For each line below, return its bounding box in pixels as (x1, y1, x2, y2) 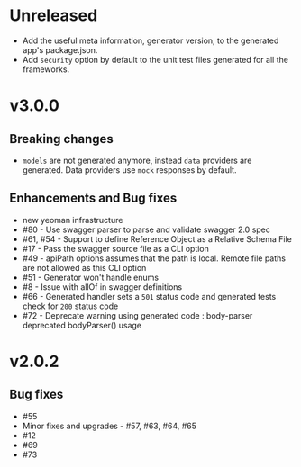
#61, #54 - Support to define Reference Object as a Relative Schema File (22, 233, 293, 244)
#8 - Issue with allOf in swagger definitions (22, 281, 183, 292)
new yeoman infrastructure (22, 214, 123, 225)
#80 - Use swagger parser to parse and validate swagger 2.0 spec (22, 224, 270, 235)
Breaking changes (9, 131, 114, 147)
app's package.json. (22, 44, 98, 55)
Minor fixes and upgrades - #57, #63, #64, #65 (22, 420, 196, 431)
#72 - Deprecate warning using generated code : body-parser (22, 310, 253, 320)
